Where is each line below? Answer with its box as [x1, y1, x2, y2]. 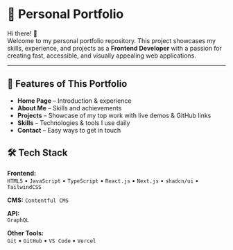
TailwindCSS [7, 183, 42, 190]
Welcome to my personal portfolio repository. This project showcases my [7, 36, 216, 44]
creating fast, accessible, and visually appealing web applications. [7, 51, 196, 60]
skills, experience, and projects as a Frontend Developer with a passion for [7, 44, 223, 52]
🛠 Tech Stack [7, 147, 68, 159]
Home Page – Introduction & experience [17, 97, 132, 105]
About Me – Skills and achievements [17, 103, 122, 112]
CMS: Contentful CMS [7, 196, 69, 204]
